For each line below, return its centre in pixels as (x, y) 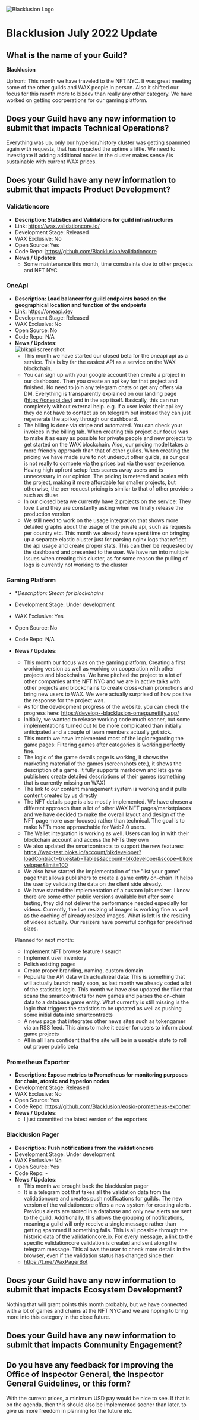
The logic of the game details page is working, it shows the (96, 758)
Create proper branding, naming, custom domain (83, 971)
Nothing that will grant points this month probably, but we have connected (97, 1304)
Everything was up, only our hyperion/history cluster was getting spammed (98, 142)
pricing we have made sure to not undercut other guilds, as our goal (107, 457)
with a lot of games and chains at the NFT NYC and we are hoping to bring (97, 1310)
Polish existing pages (50, 964)
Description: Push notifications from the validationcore (84, 1148)
